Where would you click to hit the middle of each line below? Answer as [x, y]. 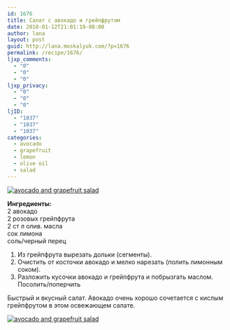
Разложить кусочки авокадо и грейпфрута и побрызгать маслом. [115, 277]
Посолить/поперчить [49, 284]
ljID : [15, 111]
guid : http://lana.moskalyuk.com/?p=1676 [69, 46]
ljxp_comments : [29, 60]
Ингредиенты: [30, 203]
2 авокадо [22, 211]
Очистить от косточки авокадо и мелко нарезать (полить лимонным [120, 262]
